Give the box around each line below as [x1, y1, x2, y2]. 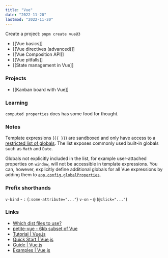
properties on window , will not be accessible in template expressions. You [5, 161, 158, 167]
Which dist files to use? [12, 220, 62, 226]
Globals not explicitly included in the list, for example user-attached [5, 155, 147, 162]
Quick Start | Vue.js [12, 236, 53, 242]
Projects [5, 75, 26, 82]
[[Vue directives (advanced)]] [12, 46, 75, 52]
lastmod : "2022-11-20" [5, 17, 53, 22]
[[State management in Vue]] [12, 62, 74, 69]
